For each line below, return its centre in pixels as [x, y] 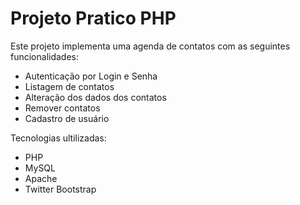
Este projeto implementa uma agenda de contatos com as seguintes [150, 46]
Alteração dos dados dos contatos [95, 97]
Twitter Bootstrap [60, 189]
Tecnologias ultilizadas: [58, 138]
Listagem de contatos [69, 86]
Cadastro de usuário [67, 118]
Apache [41, 178]
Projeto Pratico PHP [93, 18]
